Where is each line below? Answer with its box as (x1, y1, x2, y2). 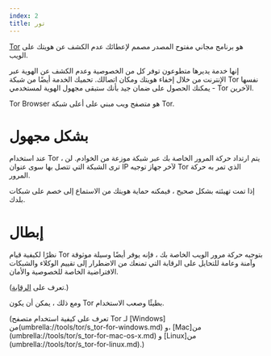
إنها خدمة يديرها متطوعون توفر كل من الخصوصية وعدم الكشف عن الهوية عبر (9, 65, 240, 75)
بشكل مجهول (9, 127, 89, 145)
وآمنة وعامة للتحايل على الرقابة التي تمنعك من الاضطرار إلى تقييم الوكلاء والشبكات (9, 258, 256, 268)
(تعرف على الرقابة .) (9, 283, 69, 292)
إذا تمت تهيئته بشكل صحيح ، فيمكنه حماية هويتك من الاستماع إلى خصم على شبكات (9, 186, 255, 196)
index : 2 (9, 11, 39, 20)
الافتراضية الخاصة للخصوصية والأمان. (9, 267, 119, 277)
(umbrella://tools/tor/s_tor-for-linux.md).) (9, 340, 145, 350)
